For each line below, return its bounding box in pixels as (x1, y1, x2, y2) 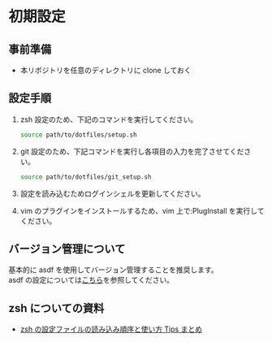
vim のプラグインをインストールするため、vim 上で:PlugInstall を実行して (19, 206, 265, 215)
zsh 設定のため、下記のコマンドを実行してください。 (19, 115, 198, 124)
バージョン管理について (8, 241, 126, 256)
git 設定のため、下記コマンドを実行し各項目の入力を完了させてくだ (19, 146, 244, 156)
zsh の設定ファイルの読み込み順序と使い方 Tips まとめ (19, 324, 203, 334)
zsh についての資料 (8, 301, 105, 315)
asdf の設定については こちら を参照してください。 (8, 275, 175, 285)
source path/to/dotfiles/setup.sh (19, 131, 137, 139)
